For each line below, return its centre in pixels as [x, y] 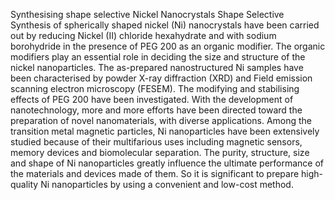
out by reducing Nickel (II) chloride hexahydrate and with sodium [143, 35]
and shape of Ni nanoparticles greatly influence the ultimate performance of [167, 163]
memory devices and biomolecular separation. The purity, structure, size [160, 152]
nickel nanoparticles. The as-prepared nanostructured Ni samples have [157, 67]
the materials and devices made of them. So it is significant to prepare [155, 173]
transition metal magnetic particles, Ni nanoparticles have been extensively [165, 131]
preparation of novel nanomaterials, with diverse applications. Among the [161, 120]
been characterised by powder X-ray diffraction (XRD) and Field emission [161, 78]
